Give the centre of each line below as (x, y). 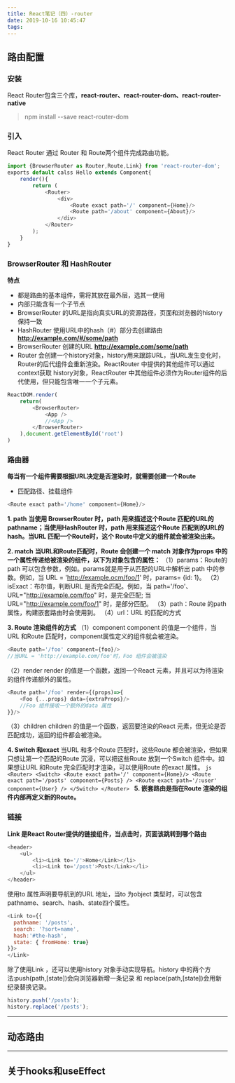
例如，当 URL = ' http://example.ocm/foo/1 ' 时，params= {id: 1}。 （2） (121, 578)
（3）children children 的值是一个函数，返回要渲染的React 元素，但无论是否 (117, 726)
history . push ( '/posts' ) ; (43, 1000)
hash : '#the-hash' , (41, 936)
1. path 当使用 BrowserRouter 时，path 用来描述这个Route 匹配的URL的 (111, 519)
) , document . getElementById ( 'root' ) (72, 434)
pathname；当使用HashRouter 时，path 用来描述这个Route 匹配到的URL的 (116, 527)
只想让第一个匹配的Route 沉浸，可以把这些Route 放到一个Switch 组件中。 (113, 759)
